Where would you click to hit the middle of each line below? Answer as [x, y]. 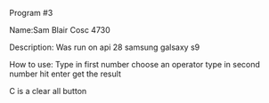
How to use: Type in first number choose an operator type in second [135, 64]
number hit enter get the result [65, 74]
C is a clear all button [48, 91]
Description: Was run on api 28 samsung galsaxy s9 [105, 47]
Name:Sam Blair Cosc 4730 [60, 30]
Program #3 [31, 13]
